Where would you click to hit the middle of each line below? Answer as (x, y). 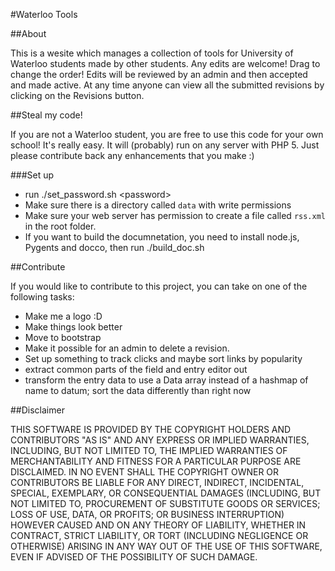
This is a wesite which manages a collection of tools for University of (152, 53)
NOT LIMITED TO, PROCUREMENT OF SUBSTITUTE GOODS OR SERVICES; (165, 503)
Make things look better (73, 327)
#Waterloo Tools (44, 14)
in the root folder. (60, 226)
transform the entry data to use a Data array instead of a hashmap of (166, 380)
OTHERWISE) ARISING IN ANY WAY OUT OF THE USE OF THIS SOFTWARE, (166, 546)
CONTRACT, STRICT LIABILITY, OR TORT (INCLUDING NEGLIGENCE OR (159, 535)
